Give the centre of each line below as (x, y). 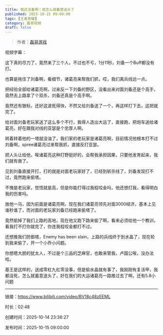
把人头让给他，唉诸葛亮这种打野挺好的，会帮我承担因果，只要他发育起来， (79, 155)
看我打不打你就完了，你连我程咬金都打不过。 (50, 227)
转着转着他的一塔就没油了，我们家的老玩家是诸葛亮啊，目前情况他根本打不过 (81, 138)
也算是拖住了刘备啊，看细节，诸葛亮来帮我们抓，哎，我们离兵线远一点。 (77, 79)
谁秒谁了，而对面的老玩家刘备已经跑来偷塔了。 (52, 210)
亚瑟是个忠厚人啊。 (66, 128)
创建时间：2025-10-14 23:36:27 (37, 317)
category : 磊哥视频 (23, 23)
